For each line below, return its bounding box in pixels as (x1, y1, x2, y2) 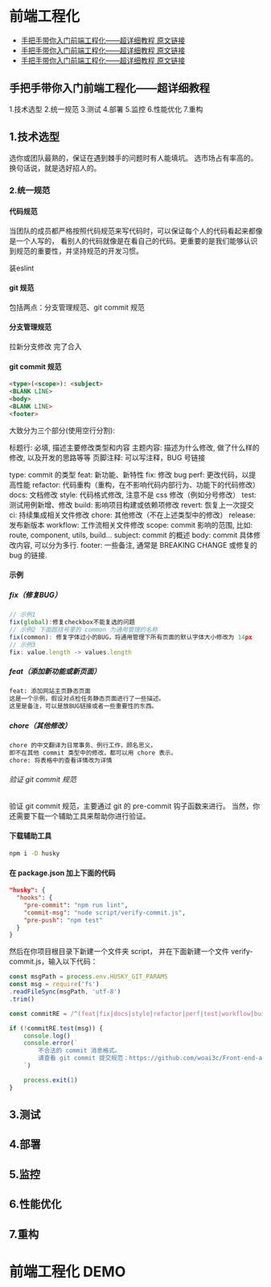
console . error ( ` (23, 1039, 79, 1047)
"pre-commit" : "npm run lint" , (23, 901, 129, 909)
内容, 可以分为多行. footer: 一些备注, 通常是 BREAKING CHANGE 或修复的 (15, 540, 258, 549)
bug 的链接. (9, 550, 47, 560)
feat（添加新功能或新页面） (9, 667, 101, 676)
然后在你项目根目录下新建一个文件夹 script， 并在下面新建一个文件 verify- (9, 947, 253, 956)
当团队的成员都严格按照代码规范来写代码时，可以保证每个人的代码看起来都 (9, 226, 256, 236)
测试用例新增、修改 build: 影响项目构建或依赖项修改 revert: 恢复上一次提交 (9, 500, 254, 509)
